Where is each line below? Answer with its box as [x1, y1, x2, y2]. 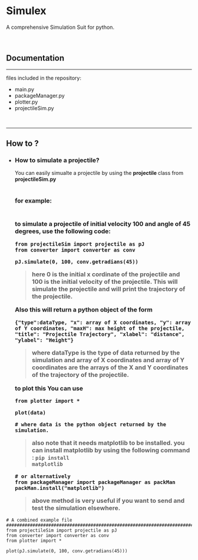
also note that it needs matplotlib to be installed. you [32, 439, 185, 447]
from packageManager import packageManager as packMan [14, 479, 176, 485]
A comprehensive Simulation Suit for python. [6, 24, 115, 31]
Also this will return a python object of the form [14, 306, 153, 314]
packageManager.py [14, 92, 65, 99]
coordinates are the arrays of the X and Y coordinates [32, 363, 189, 372]
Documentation [6, 53, 65, 63]
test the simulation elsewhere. [32, 504, 121, 512]
